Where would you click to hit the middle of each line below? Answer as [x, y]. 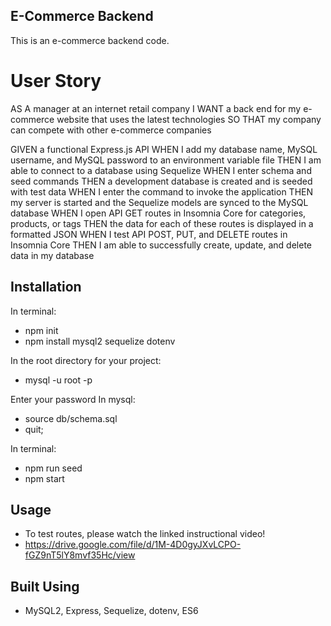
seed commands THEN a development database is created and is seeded [161, 181]
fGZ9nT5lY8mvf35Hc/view [80, 555]
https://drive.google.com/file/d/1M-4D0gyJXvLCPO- [133, 545]
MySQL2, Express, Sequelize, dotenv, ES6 [111, 611]
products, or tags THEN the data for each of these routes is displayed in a [162, 223]
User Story [56, 81]
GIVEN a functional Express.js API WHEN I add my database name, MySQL [164, 149]
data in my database [52, 255]
